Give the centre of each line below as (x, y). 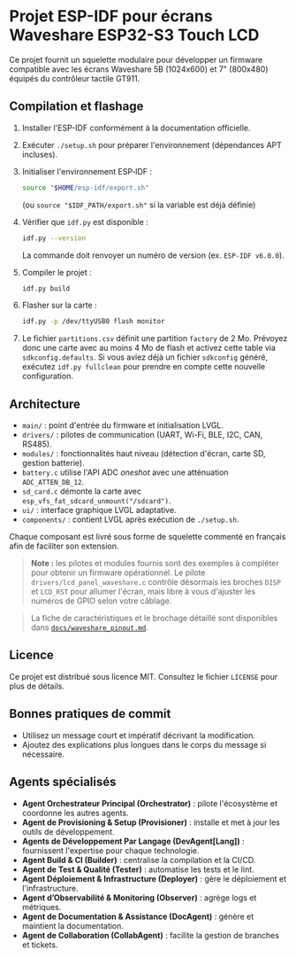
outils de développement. (68, 831)
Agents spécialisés (63, 782)
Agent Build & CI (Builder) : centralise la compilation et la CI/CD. (139, 860)
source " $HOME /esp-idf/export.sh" (85, 188)
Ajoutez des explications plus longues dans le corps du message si (144, 744)
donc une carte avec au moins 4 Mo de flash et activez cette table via (149, 348)
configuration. (47, 376)
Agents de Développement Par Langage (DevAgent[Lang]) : (133, 841)
